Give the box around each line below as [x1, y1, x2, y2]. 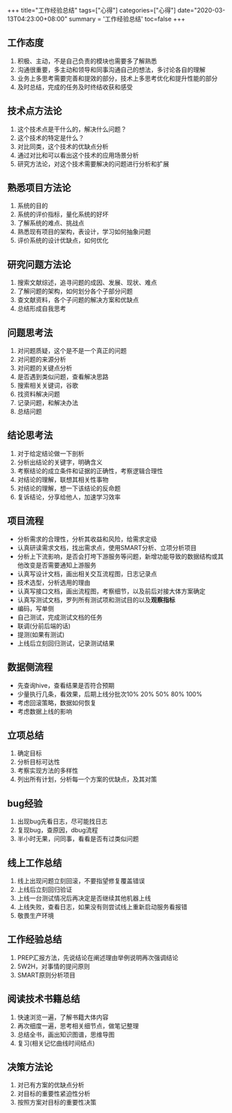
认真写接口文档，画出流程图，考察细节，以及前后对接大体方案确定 [17, 586, 206, 595]
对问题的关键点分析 [17, 364, 73, 372]
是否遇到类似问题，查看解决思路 [17, 372, 109, 381]
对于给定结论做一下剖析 [17, 449, 84, 457]
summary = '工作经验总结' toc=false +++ [69, 15, 186, 23]
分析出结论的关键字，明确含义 [17, 458, 102, 466]
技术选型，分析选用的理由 [17, 578, 91, 586]
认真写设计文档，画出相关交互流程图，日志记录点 [17, 569, 157, 578]
